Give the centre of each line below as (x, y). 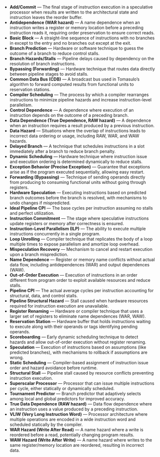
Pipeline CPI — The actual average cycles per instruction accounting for (81, 290)
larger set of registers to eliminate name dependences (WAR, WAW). (78, 316)
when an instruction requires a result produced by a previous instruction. (82, 125)
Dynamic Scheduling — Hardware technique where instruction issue (78, 156)
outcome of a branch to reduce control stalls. (55, 53)
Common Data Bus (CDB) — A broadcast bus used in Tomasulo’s (74, 79)
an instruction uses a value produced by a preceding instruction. (74, 409)
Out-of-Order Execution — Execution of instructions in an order (73, 275)
